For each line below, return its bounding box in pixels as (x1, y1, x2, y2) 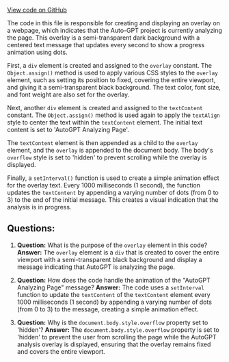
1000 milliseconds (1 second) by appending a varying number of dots (16, 298, 212, 306)
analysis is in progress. (7, 203, 72, 211)
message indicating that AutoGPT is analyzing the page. (16, 263, 176, 271)
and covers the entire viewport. (16, 347, 106, 355)
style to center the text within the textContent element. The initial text (7, 118, 203, 126)
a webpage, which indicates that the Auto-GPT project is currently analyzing (7, 27, 222, 34)
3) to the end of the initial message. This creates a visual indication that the (7, 196, 219, 204)
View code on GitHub (7, 6, 67, 14)
